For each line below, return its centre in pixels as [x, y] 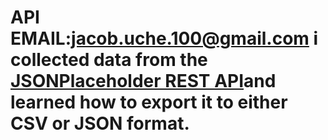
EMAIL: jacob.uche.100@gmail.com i [164, 38]
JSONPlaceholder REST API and [143, 81]
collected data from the [109, 60]
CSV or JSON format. [100, 123]
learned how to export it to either [149, 102]
